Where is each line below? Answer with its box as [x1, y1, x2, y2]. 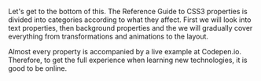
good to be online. [8, 64, 68, 73]
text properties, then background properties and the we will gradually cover [8, 24, 253, 32]
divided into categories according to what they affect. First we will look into [8, 15, 252, 24]
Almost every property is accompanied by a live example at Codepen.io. [8, 47, 242, 56]
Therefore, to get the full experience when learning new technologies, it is [8, 55, 248, 64]
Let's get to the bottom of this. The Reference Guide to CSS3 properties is [8, 7, 248, 16]
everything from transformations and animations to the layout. [8, 31, 209, 41]
